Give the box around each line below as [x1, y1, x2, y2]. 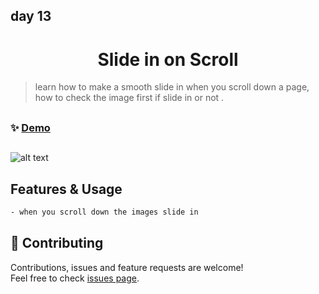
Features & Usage [10, 180, 123, 198]
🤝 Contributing [10, 235, 104, 252]
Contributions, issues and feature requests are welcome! [10, 261, 244, 273]
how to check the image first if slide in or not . [34, 92, 225, 104]
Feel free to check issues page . [10, 272, 140, 284]
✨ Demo [10, 120, 51, 134]
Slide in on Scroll [97, 48, 239, 71]
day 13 [10, 8, 52, 25]
